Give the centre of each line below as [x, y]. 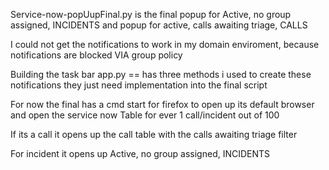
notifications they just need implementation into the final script [139, 85]
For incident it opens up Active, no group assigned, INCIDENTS [140, 153]
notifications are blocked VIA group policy [96, 55]
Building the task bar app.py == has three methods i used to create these [161, 74]
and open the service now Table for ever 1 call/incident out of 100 [145, 115]
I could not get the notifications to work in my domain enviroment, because [165, 44]
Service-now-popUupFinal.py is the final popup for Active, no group [151, 14]
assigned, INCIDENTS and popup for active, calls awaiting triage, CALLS [159, 25]
